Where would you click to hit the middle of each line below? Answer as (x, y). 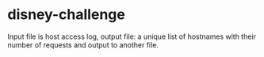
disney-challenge (67, 15)
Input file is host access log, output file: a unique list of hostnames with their (132, 36)
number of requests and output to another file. (83, 44)
